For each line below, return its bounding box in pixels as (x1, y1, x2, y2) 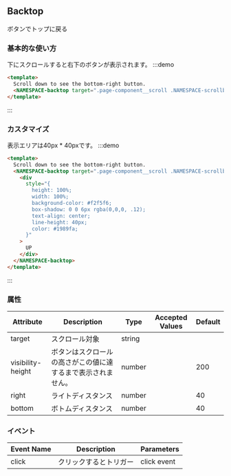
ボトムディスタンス (51, 404, 113, 413)
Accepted (154, 312, 188, 322)
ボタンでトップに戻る (7, 24, 67, 33)
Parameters (140, 444, 180, 454)
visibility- (10, 358, 42, 367)
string (121, 334, 140, 343)
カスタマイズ (7, 124, 49, 133)
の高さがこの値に (51, 357, 107, 367)
